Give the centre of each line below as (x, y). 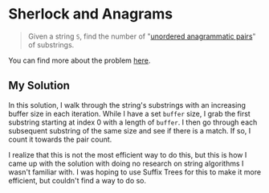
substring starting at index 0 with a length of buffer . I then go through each (133, 122)
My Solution (39, 86)
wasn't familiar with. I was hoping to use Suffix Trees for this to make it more (135, 172)
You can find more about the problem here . (79, 60)
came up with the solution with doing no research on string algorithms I (126, 163)
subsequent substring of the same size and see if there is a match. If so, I (130, 130)
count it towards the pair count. (60, 139)
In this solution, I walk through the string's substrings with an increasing (127, 105)
